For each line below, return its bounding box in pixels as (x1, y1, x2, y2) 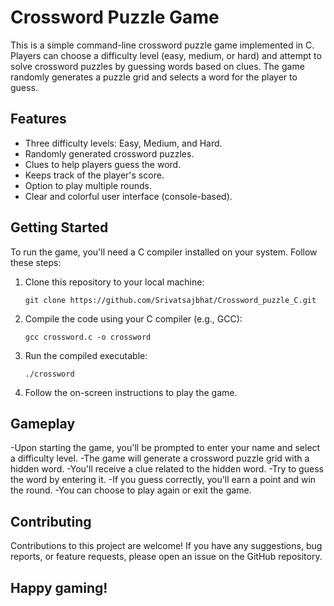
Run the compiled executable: (24, 349, 148, 361)
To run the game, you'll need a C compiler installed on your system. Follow (10, 246, 318, 258)
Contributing (10, 513, 92, 530)
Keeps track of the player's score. (24, 169, 165, 181)
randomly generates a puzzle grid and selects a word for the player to (10, 71, 298, 83)
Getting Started (10, 219, 109, 236)
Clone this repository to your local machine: (24, 276, 205, 288)
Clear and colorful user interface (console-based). (24, 190, 233, 202)
